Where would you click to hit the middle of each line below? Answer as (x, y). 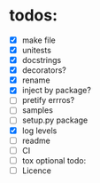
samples (37, 110)
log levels (39, 131)
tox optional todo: (54, 160)
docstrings (42, 60)
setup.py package (55, 120)
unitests (36, 50)
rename (36, 80)
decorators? (44, 70)
